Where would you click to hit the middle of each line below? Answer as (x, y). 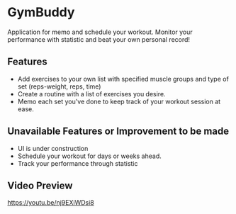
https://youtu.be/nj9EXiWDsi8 (51, 203)
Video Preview (40, 185)
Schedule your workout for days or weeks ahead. (89, 156)
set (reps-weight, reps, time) (59, 86)
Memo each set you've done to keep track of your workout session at (119, 101)
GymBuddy (41, 12)
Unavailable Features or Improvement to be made (118, 131)
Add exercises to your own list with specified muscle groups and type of (123, 79)
